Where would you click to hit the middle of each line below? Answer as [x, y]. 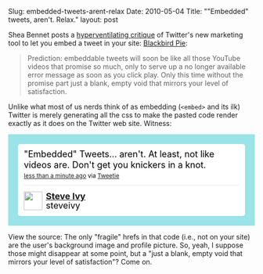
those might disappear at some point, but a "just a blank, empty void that [125, 253]
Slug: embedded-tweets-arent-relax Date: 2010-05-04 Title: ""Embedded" [128, 11]
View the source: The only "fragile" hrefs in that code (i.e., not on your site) [129, 237]
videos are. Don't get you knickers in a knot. [115, 165]
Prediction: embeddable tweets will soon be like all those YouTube [134, 58]
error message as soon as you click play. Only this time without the [135, 75]
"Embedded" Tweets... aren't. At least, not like [119, 154]
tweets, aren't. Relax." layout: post [63, 20]
